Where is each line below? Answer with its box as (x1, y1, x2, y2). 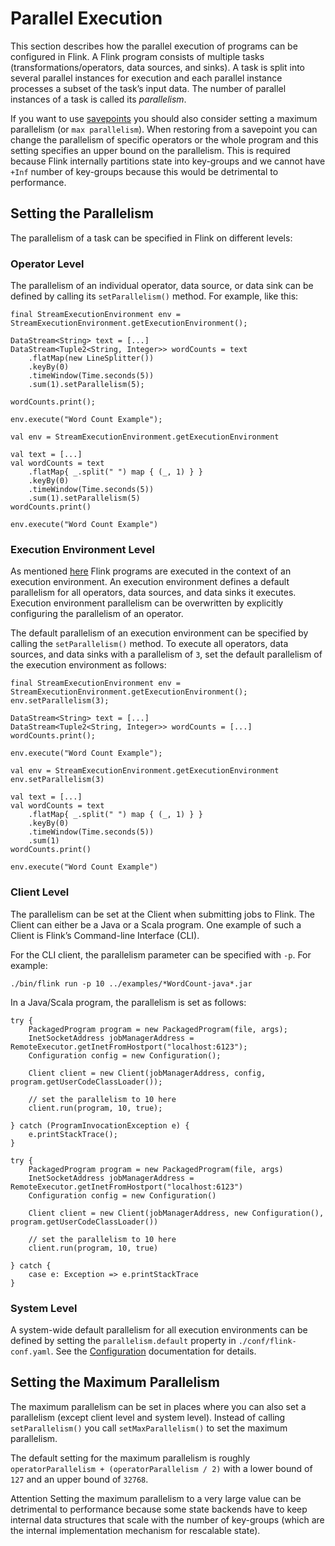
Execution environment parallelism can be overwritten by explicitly (10, 597, 284, 609)
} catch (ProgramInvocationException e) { (10, 1120, 190, 1131)
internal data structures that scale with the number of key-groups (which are (10, 1513, 325, 1526)
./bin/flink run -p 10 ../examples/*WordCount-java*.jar (10, 978, 253, 989)
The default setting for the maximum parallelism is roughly (10, 1452, 251, 1464)
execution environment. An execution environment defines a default (10, 576, 290, 588)
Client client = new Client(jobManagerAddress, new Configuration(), (28, 1208, 325, 1218)
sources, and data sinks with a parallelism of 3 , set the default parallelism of (10, 648, 323, 661)
